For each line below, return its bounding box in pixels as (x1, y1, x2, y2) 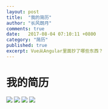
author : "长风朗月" (6, 20, 52, 26)
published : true (6, 43, 47, 49)
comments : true (6, 25, 45, 32)
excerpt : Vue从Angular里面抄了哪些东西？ (6, 48, 103, 54)
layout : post (6, 8, 39, 15)
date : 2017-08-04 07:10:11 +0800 (6, 31, 96, 37)
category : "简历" (6, 37, 49, 43)
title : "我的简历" (6, 14, 52, 20)
